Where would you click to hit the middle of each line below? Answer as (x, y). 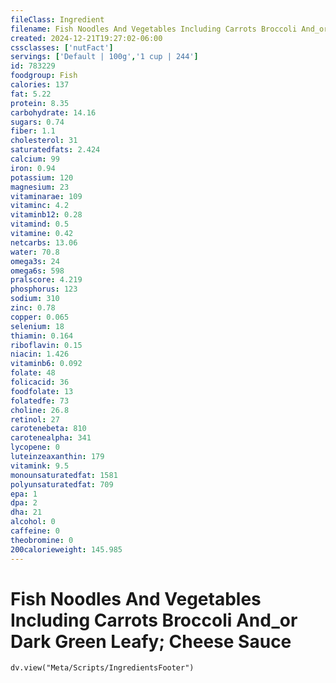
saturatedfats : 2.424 (55, 150)
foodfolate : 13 (42, 391)
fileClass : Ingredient (57, 19)
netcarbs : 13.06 (44, 242)
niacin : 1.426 (40, 354)
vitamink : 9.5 (40, 466)
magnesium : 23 (40, 187)
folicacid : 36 (40, 382)
